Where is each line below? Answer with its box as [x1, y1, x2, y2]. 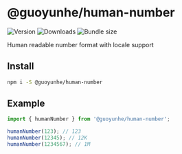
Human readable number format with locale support [7, 40, 154, 49]
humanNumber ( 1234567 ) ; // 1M [7, 141, 91, 148]
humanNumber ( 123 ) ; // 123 [7, 128, 81, 135]
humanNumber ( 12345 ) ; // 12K [7, 135, 88, 142]
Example [7, 98, 45, 110]
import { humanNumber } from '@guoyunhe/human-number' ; [7, 116, 170, 123]
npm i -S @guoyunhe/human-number [7, 79, 103, 86]
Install [7, 60, 34, 73]
